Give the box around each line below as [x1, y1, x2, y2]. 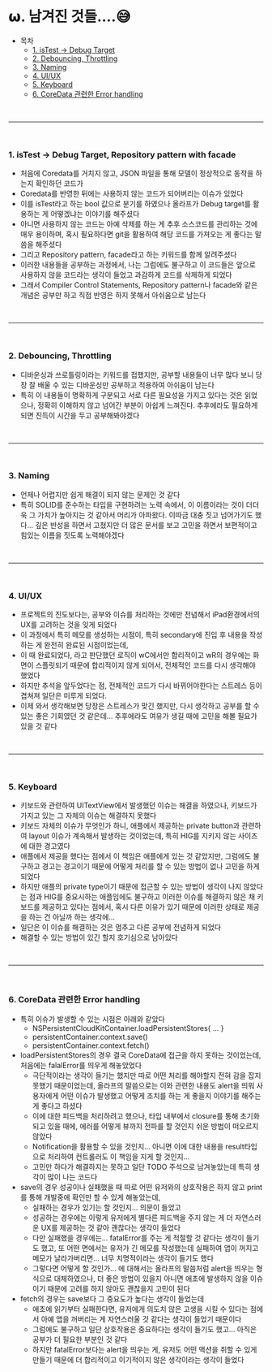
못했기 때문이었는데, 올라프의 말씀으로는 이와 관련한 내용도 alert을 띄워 [32, 1080, 255, 1090]
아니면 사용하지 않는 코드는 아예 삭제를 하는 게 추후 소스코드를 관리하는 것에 [19, 219, 258, 229]
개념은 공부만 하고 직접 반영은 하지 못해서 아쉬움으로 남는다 [19, 290, 206, 301]
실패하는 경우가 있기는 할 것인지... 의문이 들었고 [32, 1202, 181, 1212]
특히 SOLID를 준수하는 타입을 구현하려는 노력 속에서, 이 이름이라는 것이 [19, 500, 244, 509]
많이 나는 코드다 [47, 1171, 98, 1182]
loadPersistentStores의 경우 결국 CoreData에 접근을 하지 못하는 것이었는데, [19, 1050, 261, 1060]
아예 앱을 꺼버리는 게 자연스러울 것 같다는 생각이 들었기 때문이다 [40, 1314, 242, 1324]
